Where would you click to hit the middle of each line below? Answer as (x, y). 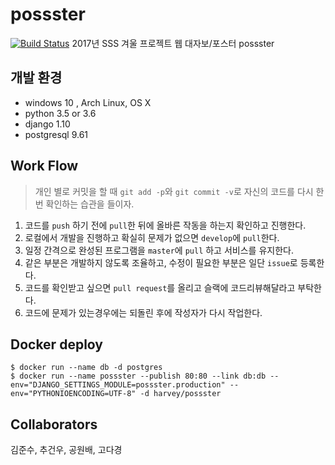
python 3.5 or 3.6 (60, 113)
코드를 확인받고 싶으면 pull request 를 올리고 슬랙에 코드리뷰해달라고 (160, 287)
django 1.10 (47, 124)
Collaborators (54, 424)
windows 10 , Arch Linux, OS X (88, 102)
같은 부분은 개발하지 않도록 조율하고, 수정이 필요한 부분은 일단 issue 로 (161, 262)
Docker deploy (56, 344)
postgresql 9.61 (56, 134)
